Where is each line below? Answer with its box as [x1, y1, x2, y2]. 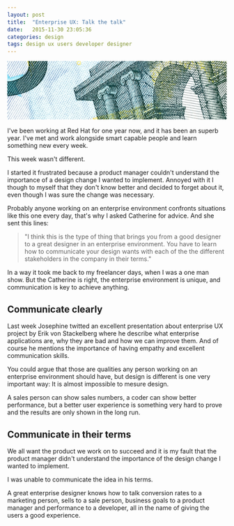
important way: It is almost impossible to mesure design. [7, 380, 169, 389]
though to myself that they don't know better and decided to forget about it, [7, 183, 224, 192]
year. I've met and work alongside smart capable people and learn [7, 134, 197, 142]
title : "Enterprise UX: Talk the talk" [7, 18, 127, 26]
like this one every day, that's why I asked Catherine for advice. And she [7, 211, 214, 220]
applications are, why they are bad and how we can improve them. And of [7, 337, 219, 345]
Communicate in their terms [7, 428, 132, 440]
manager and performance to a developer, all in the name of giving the [7, 504, 210, 512]
